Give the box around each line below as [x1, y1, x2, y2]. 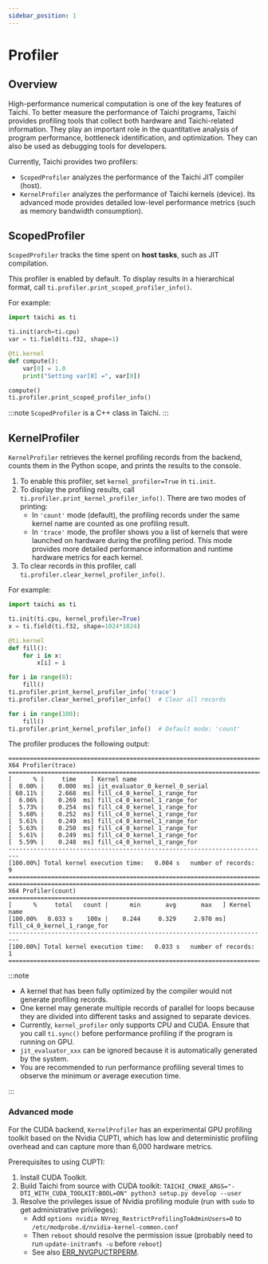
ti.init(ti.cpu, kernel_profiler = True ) [8, 615, 141, 623]
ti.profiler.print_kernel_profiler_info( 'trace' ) [8, 688, 177, 696]
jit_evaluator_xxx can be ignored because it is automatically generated [19, 1045, 258, 1055]
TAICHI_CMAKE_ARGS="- [163, 1182, 235, 1191]
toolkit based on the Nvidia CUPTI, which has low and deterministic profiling [8, 1133, 258, 1143]
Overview [8, 77, 58, 92]
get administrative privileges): [19, 1205, 118, 1215]
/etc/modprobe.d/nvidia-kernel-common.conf [31, 1223, 179, 1231]
